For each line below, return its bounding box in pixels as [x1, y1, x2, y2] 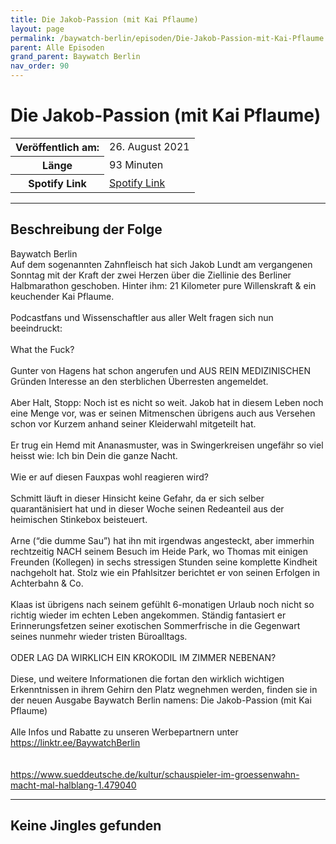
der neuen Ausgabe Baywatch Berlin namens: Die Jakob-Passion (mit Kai [10, 694, 312, 706]
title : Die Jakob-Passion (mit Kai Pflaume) [10, 14, 199, 25]
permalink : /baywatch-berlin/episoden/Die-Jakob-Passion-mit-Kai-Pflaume [10, 33, 325, 43]
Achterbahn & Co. [10, 577, 84, 589]
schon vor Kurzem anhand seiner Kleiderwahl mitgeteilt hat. [10, 417, 257, 430]
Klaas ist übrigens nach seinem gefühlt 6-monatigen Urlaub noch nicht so [10, 598, 315, 610]
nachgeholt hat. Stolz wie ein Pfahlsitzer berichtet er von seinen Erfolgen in [10, 566, 321, 578]
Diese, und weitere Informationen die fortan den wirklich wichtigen [10, 672, 285, 685]
